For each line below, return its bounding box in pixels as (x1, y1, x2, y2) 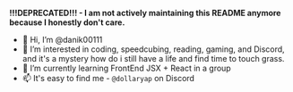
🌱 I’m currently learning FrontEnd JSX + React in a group (22, 63, 231, 73)
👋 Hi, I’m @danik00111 (22, 35, 103, 45)
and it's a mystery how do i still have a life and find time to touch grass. (22, 54, 285, 63)
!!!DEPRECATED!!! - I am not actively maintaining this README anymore (9, 8, 281, 18)
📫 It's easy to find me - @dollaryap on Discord (22, 73, 195, 83)
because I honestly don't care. (9, 17, 125, 28)
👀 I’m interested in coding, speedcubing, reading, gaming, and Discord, (22, 44, 285, 54)
